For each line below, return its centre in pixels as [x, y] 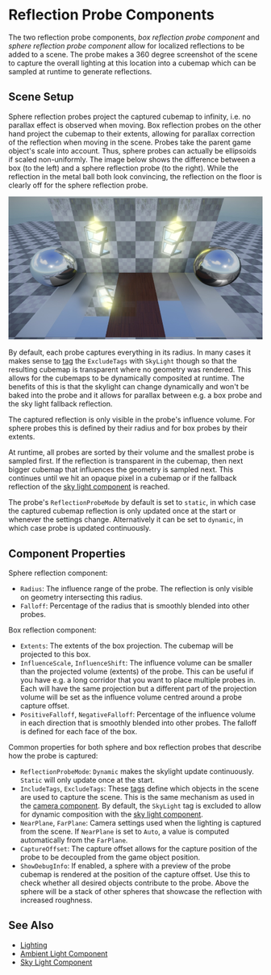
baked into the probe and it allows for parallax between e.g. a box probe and [135, 395]
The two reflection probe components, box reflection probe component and [134, 37]
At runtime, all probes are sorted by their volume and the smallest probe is [131, 452]
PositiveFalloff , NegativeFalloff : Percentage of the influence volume [138, 714]
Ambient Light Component [64, 953]
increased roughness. [56, 900]
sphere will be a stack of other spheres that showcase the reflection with [141, 891]
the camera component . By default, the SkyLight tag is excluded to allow [141, 805]
